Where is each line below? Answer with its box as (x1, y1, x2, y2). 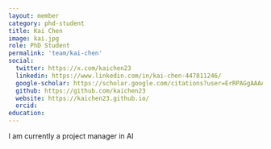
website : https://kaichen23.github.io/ (15, 94, 150, 102)
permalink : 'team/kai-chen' (8, 49, 103, 57)
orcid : (15, 101, 38, 110)
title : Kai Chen (8, 27, 63, 35)
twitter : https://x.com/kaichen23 (15, 64, 131, 72)
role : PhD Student (8, 42, 70, 50)
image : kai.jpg (8, 34, 60, 43)
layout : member (8, 11, 60, 20)
